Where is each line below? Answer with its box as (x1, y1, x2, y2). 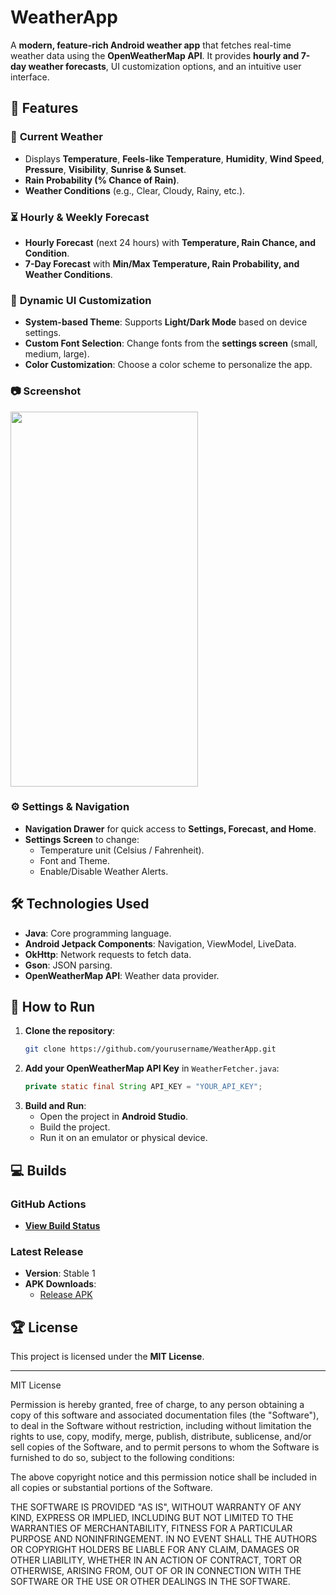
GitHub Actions (10, 1197, 87, 1211)
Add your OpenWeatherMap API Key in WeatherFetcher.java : (24, 1062, 280, 1075)
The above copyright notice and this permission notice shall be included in (10, 1471, 317, 1483)
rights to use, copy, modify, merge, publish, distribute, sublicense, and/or (10, 1430, 312, 1442)
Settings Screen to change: (24, 833, 140, 845)
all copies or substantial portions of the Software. (10, 1481, 213, 1493)
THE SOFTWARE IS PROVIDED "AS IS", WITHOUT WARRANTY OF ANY (10, 1501, 302, 1513)
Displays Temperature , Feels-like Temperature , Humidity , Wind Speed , (24, 152, 325, 165)
